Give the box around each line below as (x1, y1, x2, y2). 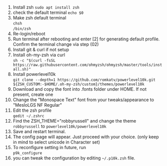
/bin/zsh (12, 26, 31, 31)
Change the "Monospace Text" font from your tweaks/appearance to (12, 97, 155, 103)
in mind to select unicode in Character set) (12, 139, 100, 145)
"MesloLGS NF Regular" (12, 102, 62, 108)
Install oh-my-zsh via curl (12, 52, 65, 58)
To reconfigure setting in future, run (12, 145, 86, 150)
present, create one (12, 92, 54, 97)
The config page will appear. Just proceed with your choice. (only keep (12, 134, 159, 140)
